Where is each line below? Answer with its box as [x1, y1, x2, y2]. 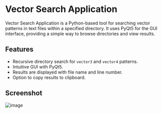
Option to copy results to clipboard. [12, 74, 86, 80]
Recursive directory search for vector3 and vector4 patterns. [12, 58, 138, 64]
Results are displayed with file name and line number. [12, 69, 123, 75]
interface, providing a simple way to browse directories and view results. [5, 30, 155, 36]
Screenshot [5, 89, 43, 97]
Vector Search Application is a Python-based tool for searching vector [5, 20, 150, 26]
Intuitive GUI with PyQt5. [12, 63, 64, 69]
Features [5, 45, 34, 53]
